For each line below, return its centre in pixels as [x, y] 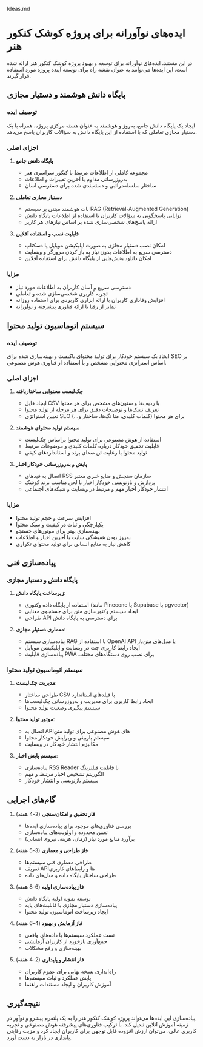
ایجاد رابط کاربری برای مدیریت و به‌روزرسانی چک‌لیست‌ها [89, 701]
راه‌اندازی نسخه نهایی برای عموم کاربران [70, 971]
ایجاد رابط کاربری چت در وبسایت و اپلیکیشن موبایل [82, 648]
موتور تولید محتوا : [35, 719]
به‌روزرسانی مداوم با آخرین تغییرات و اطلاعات [76, 179]
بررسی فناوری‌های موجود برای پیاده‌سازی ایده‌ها [78, 826]
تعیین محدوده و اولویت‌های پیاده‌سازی [66, 832]
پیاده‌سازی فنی [32, 563]
